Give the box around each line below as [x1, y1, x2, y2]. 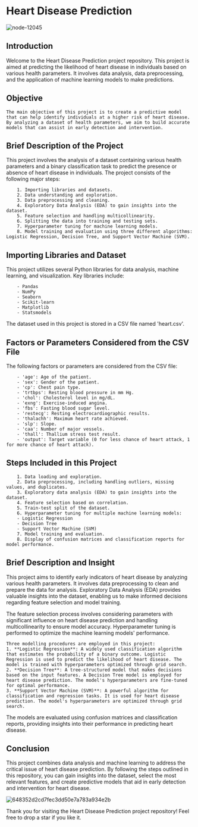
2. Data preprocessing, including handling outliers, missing [17, 479, 174, 485]
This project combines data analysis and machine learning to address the [6, 759, 186, 766]
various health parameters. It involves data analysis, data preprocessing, [6, 70, 184, 77]
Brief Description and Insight [6, 558, 115, 568]
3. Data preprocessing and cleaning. [17, 198, 111, 204]
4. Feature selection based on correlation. [17, 500, 129, 505]
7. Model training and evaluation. [17, 531, 105, 537]
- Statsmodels [17, 310, 52, 316]
